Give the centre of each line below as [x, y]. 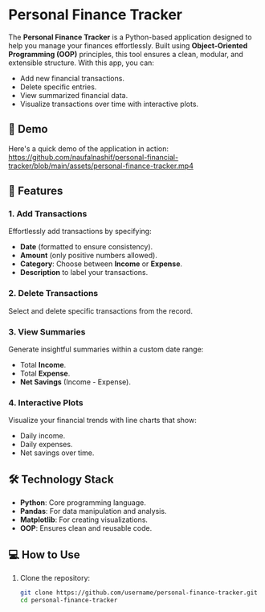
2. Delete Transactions [53, 294]
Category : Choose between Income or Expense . [101, 264]
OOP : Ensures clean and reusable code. [86, 528]
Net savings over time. [57, 453]
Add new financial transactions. [72, 78]
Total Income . [43, 365]
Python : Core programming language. [83, 503]
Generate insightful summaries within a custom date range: [106, 349]
